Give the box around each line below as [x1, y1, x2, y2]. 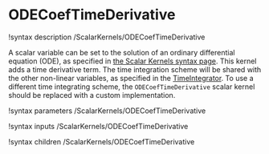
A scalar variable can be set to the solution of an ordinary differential [8, 47, 235, 57]
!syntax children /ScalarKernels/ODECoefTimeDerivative [8, 136, 195, 146]
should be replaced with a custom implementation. [8, 90, 176, 99]
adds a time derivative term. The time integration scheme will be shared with [8, 64, 262, 74]
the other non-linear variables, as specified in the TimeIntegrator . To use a [8, 73, 255, 83]
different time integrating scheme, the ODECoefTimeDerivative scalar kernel [8, 82, 255, 91]
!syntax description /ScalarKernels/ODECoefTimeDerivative [8, 32, 206, 42]
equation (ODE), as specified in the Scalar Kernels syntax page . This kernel [8, 56, 257, 66]
